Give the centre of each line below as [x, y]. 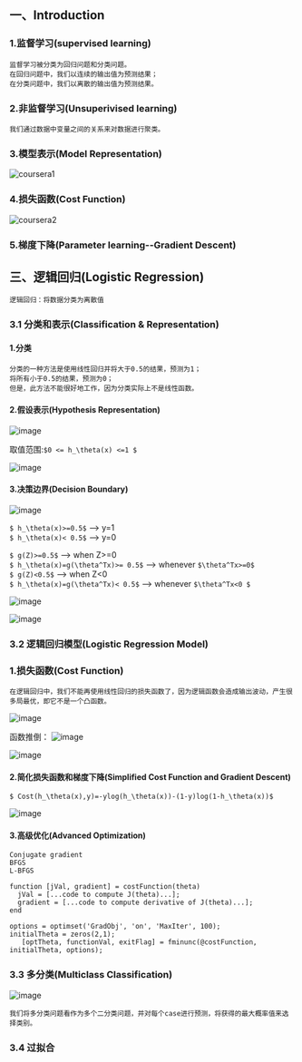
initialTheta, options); [56, 950]
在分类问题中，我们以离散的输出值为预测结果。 [84, 83]
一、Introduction [57, 15]
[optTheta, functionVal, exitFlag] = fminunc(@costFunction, [139, 942]
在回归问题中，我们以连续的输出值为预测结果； [84, 74]
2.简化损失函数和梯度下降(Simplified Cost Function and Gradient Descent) [151, 776]
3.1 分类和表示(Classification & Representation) [114, 325]
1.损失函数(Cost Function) [67, 670]
